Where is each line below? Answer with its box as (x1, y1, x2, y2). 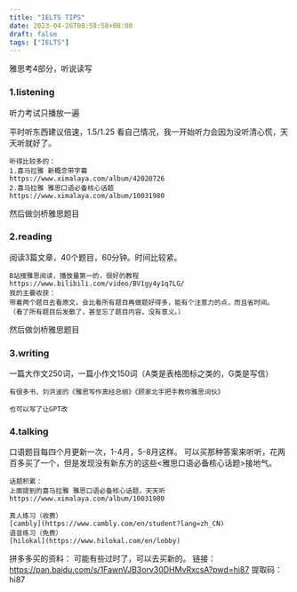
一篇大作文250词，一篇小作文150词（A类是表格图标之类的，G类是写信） (9, 368, 274, 379)
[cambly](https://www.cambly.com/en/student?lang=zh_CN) (9, 519, 225, 529)
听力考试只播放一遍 (9, 108, 80, 118)
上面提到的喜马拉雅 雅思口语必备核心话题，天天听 (9, 486, 166, 496)
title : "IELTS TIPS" (9, 12, 86, 22)
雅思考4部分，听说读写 (9, 63, 93, 74)
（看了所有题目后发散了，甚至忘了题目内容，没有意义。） (9, 308, 185, 316)
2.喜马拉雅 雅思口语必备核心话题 (9, 183, 114, 192)
